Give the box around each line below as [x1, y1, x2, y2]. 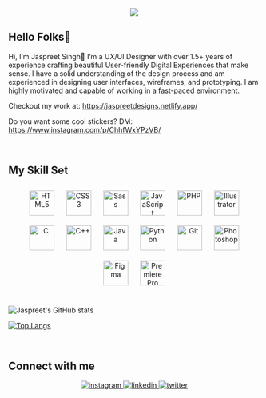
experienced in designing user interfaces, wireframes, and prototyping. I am [8, 77, 259, 86]
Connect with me [8, 360, 96, 373]
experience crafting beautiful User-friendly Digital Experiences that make [8, 60, 249, 70]
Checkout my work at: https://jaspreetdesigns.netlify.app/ [8, 101, 198, 110]
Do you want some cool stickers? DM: [8, 116, 133, 126]
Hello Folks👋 [8, 30, 72, 44]
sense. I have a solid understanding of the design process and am [8, 68, 225, 78]
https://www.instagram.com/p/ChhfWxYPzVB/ [8, 125, 161, 134]
